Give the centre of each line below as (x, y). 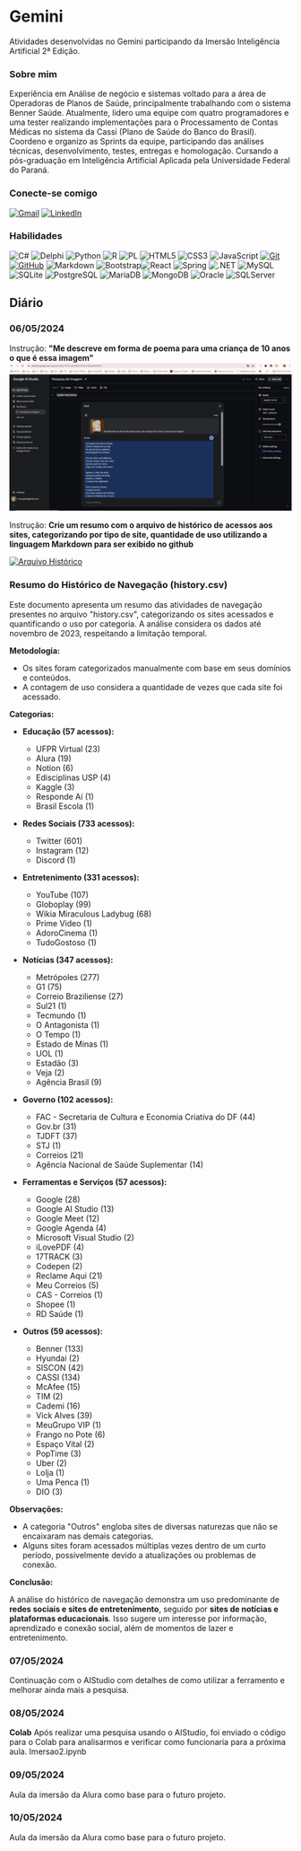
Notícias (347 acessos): (68, 960)
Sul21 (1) (51, 1005)
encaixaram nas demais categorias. (88, 1536)
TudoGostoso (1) (66, 942)
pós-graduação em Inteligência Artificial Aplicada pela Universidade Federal (150, 161)
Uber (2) (51, 1463)
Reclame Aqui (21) (69, 1276)
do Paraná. (30, 170)
